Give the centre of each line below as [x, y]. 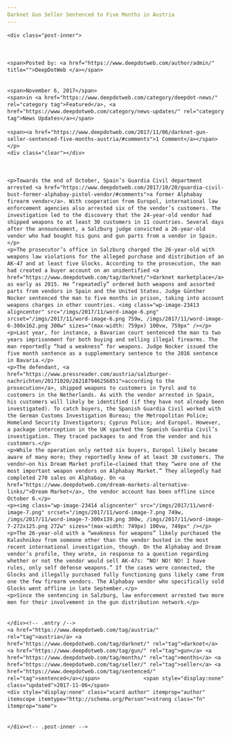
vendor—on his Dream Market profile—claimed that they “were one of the [114, 464]
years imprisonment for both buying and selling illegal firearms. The [112, 339]
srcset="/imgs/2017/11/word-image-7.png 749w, [116, 512]
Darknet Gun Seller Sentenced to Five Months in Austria [91, 15]
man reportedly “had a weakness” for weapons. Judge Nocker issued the [112, 346]
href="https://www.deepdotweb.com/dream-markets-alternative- [99, 485]
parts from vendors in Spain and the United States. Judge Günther [107, 291]
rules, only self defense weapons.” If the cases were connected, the [111, 568]
